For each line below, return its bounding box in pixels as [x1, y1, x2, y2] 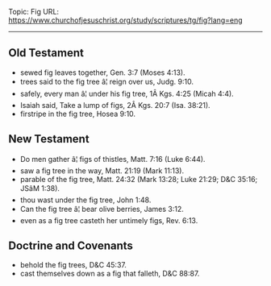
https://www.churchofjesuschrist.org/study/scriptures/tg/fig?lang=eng [8, 15, 244, 25]
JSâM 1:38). [19, 183, 60, 193]
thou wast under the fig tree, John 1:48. [19, 195, 152, 205]
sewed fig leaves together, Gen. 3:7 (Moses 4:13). [19, 68, 186, 77]
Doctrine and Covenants [8, 239, 133, 253]
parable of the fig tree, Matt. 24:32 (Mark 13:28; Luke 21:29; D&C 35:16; [19, 174, 258, 184]
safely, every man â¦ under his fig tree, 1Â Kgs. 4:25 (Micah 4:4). [19, 89, 234, 98]
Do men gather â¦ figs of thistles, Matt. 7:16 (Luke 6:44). [19, 154, 206, 164]
